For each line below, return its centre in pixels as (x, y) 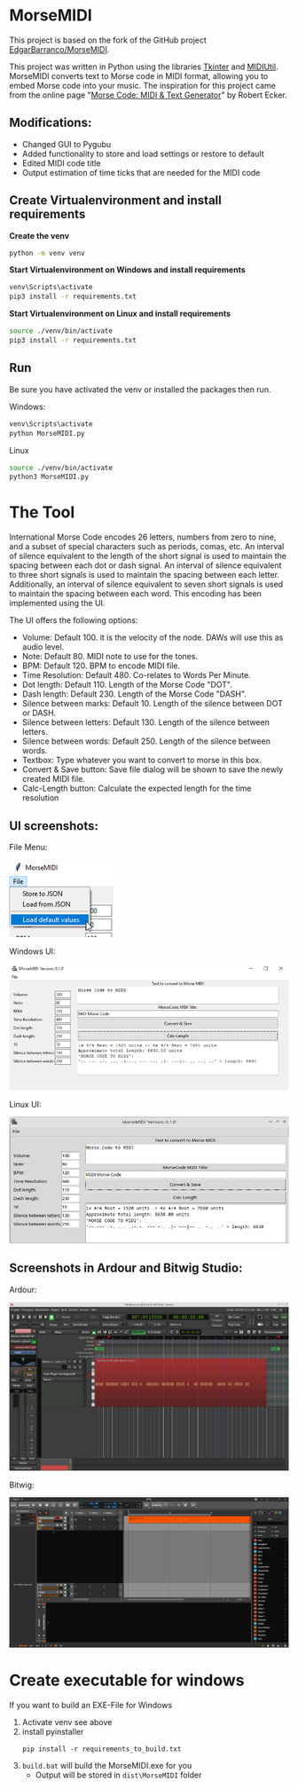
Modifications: (51, 123)
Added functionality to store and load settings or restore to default (143, 154)
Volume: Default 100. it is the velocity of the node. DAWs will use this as (153, 638)
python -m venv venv (47, 253)
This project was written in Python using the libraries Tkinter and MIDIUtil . (144, 67)
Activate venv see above (67, 1722)
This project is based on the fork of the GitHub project (108, 40)
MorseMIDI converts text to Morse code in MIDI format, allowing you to (139, 75)
